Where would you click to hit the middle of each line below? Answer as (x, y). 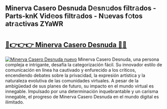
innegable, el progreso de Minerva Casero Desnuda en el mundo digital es (82, 97)
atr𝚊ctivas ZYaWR (34, 24)
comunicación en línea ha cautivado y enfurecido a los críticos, (71, 70)
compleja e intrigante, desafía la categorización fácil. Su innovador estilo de (84, 65)
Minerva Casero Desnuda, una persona (118, 59)
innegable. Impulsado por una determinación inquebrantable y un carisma (82, 91)
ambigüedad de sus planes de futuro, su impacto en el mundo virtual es (80, 86)
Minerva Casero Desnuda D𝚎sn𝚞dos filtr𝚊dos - (81, 8)
